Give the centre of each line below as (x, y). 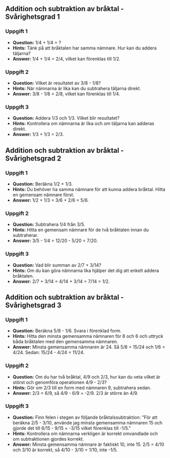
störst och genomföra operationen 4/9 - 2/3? (60, 382)
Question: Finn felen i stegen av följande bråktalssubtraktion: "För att (85, 417)
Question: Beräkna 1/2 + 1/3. (43, 184)
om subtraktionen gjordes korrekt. (48, 439)
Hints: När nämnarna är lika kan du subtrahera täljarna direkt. (77, 88)
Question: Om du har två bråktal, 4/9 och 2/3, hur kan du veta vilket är (87, 376)
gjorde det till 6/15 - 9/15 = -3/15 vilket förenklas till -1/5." (72, 428)
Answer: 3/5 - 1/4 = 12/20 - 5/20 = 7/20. (55, 241)
